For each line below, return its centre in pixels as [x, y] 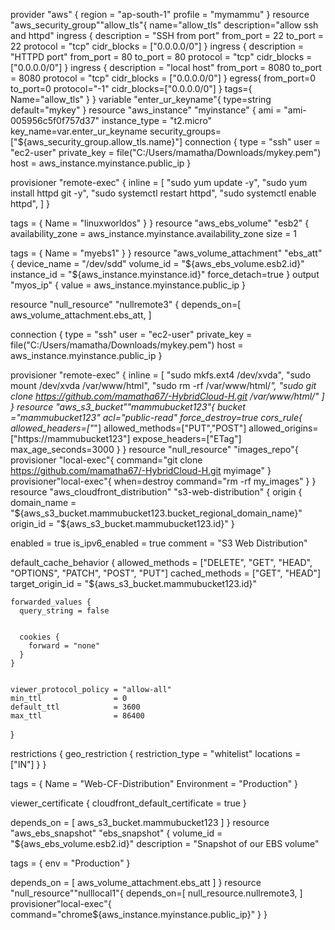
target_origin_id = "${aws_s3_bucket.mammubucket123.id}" [134, 583]
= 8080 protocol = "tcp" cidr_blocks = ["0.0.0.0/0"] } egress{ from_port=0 [163, 78]
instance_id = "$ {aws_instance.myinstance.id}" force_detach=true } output [165, 274]
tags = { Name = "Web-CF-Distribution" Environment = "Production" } [154, 783]
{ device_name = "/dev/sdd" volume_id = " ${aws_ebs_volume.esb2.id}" [157, 263]
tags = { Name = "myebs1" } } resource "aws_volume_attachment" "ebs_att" [166, 253]
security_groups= [185, 131]
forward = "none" [64, 646]
